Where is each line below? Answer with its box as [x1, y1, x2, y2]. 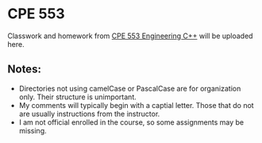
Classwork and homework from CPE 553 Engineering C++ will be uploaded [7, 31, 253, 41]
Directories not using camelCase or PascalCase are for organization [18, 83, 241, 93]
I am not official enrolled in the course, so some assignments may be [18, 117, 244, 127]
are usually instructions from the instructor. [18, 109, 160, 118]
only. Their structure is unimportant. [18, 92, 137, 102]
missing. [18, 126, 47, 135]
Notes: [7, 63, 41, 76]
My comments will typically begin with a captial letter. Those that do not [18, 100, 255, 110]
